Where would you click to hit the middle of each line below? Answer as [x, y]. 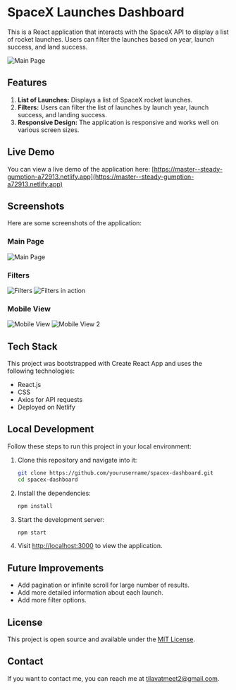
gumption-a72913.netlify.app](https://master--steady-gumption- [101, 177]
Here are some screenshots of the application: [75, 223]
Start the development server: [61, 519]
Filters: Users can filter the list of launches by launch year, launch [113, 107]
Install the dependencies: [54, 493]
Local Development [51, 429]
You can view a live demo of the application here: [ [81, 169]
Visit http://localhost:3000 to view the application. [90, 546]
